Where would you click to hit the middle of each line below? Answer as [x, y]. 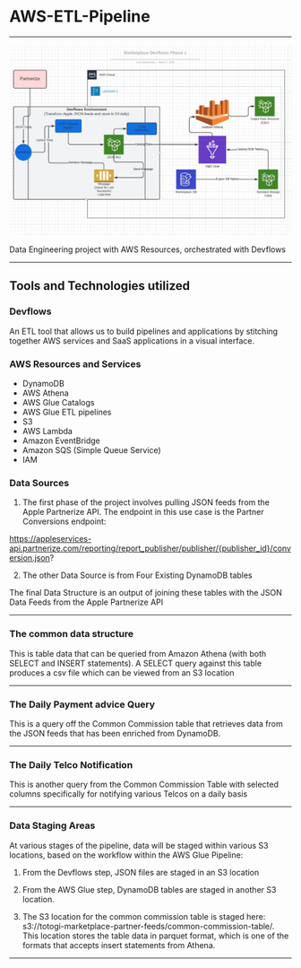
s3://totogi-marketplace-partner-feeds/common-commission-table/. [148, 926]
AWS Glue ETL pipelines [67, 412]
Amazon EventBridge [61, 440]
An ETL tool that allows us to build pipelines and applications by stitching [144, 331]
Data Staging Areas [52, 825]
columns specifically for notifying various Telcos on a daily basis [129, 794]
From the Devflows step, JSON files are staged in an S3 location [141, 872]
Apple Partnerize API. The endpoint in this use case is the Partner [143, 512]
